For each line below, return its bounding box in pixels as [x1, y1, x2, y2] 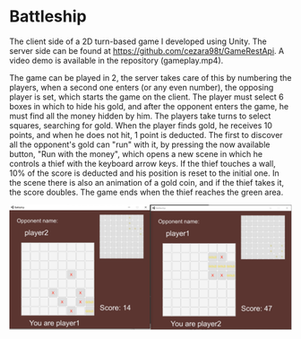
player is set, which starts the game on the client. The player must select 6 [9, 91, 284, 102]
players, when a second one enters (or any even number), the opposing [9, 82, 274, 92]
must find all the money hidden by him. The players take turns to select [9, 110, 271, 121]
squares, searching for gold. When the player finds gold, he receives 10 [9, 119, 273, 131]
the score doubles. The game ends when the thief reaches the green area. [9, 187, 284, 197]
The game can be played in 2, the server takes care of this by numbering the [9, 72, 292, 83]
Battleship [9, 6, 87, 27]
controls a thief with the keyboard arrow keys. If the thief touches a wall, [9, 158, 276, 169]
